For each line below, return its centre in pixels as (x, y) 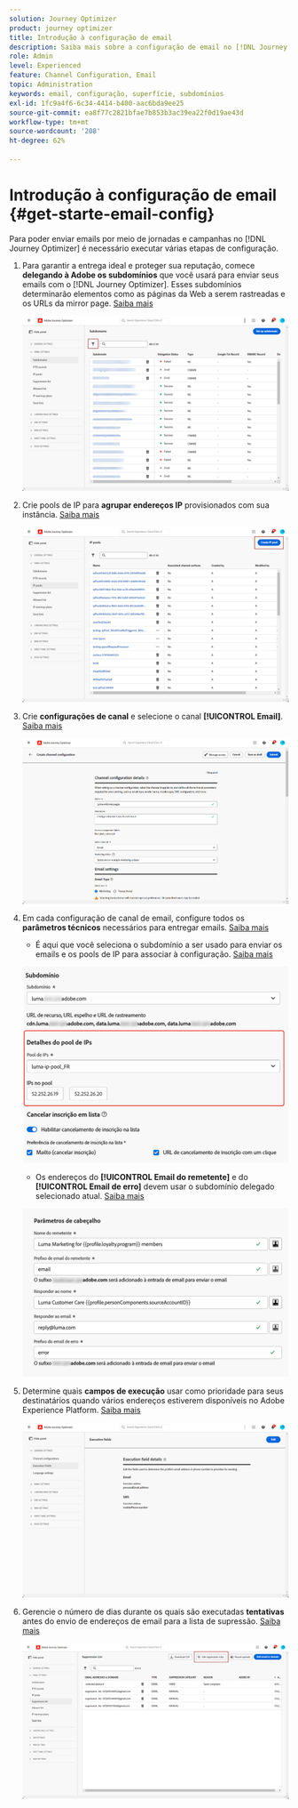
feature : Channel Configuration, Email (83, 76)
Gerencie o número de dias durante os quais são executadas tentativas (153, 1612)
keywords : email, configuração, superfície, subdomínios (117, 93)
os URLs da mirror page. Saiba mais (87, 303)
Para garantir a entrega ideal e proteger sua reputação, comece (138, 265)
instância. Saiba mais (61, 514)
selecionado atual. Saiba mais (90, 1196)
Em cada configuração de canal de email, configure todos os (133, 918)
